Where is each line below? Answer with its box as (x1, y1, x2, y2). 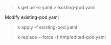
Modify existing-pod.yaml (5, 14, 59, 20)
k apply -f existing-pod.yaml (17, 24, 77, 30)
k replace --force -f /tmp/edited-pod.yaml (17, 34, 106, 40)
